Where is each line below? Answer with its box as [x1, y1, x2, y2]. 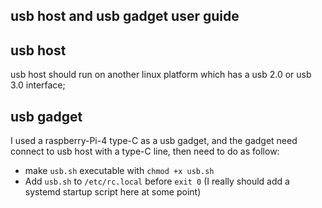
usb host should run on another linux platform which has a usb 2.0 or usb [10, 69, 312, 81]
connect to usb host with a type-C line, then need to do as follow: [10, 145, 280, 158]
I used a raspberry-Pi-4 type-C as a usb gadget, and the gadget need [10, 135, 298, 147]
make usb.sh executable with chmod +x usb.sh [24, 165, 215, 177]
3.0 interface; [10, 79, 66, 91]
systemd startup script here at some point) [24, 186, 202, 198]
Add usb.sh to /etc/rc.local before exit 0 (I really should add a [24, 175, 290, 188]
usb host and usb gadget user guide [10, 8, 240, 25]
